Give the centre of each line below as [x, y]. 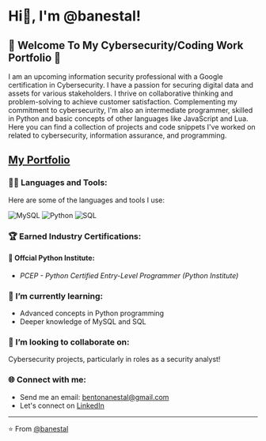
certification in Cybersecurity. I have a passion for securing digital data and [131, 85]
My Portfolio [39, 160]
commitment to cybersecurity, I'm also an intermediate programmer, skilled [131, 110]
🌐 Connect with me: [47, 380]
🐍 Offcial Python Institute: [51, 258]
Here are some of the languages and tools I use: [86, 200]
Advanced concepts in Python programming [92, 313]
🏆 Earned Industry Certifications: [75, 236]
